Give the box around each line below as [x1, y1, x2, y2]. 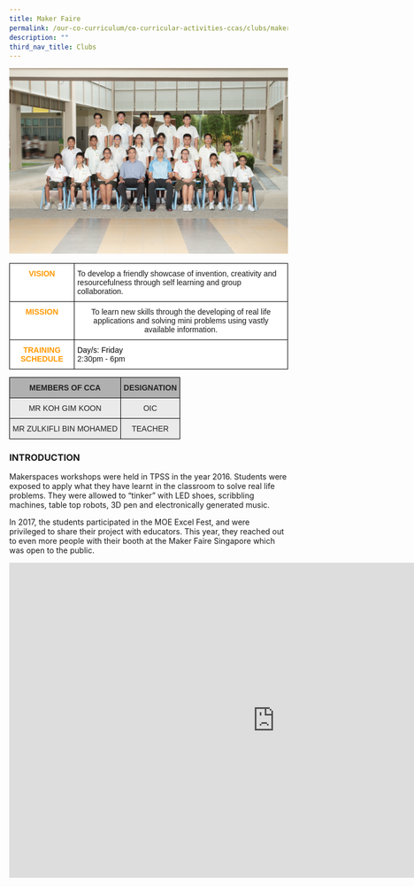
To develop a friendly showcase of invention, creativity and [76, 268, 277, 278]
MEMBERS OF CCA [29, 382, 102, 393]
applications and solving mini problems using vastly [93, 315, 269, 325]
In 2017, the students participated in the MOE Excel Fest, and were [9, 517, 250, 527]
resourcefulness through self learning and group [76, 277, 241, 287]
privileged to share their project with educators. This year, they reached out [9, 526, 285, 537]
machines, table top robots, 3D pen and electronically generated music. [9, 500, 270, 510]
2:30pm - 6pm [76, 354, 126, 363]
